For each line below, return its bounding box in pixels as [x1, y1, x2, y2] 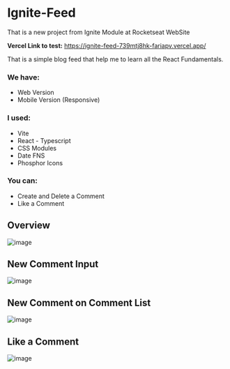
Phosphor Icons [17, 158, 63, 167]
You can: [7, 176, 38, 186]
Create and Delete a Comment [17, 192, 105, 200]
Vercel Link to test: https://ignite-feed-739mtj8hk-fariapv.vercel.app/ [7, 41, 206, 50]
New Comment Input [7, 258, 99, 270]
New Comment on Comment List [7, 296, 151, 308]
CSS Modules [17, 144, 57, 152]
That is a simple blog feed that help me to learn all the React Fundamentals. [7, 54, 224, 63]
